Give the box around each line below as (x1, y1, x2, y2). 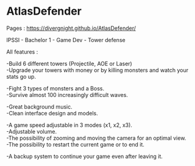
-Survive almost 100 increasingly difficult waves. (6, 91, 128, 98)
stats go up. (6, 73, 37, 80)
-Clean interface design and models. (6, 109, 99, 117)
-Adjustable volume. (6, 128, 57, 135)
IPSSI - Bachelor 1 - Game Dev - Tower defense (6, 36, 126, 43)
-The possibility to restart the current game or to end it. (6, 140, 145, 148)
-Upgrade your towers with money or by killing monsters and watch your (6, 66, 189, 74)
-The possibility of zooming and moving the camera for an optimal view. (6, 134, 186, 142)
